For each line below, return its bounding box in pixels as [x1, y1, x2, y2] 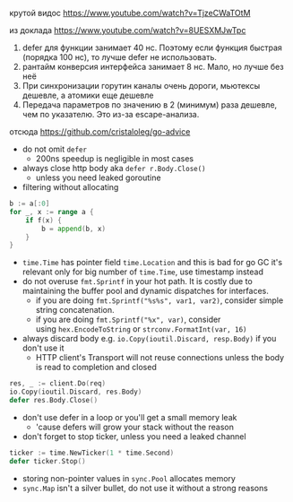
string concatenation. [35, 305, 115, 316]
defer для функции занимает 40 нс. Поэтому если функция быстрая [22, 42, 282, 53]
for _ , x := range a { [9, 207, 94, 216]
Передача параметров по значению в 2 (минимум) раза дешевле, [22, 100, 278, 110]
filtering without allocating [22, 182, 119, 192]
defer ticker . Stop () [9, 456, 87, 465]
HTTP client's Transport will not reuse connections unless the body [35, 352, 285, 363]
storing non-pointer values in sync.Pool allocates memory [22, 472, 236, 483]
